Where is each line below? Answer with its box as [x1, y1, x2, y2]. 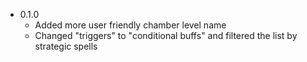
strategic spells [34, 40, 98, 52]
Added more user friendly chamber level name [34, 19, 227, 31]
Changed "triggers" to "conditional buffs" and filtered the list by [34, 30, 298, 41]
